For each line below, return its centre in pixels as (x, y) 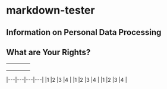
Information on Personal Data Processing (84, 32)
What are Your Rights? (48, 52)
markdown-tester (51, 10)
